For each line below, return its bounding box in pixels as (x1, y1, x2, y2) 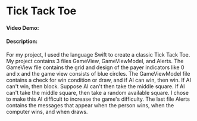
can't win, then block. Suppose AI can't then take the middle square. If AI (6, 82, 185, 90)
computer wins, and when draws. (6, 108, 88, 115)
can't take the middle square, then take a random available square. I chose (6, 89, 189, 96)
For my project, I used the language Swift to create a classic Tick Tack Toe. (6, 51, 190, 58)
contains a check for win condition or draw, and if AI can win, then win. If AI (6, 76, 192, 83)
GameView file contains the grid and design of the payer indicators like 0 (6, 64, 185, 71)
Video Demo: (6, 24, 39, 31)
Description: (6, 38, 37, 45)
